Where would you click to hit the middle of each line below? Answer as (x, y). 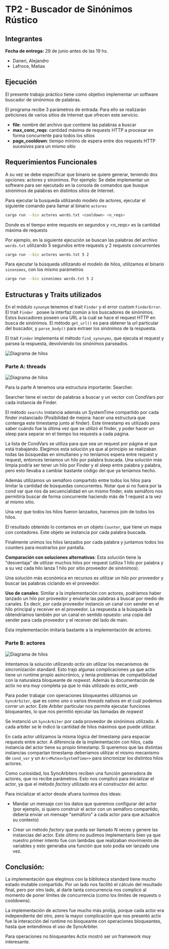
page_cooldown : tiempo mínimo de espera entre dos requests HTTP (84, 141)
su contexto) (26, 820)
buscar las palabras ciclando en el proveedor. (52, 583)
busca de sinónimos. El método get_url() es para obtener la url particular (82, 323)
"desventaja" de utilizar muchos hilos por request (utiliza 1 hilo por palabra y (84, 563)
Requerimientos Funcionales (51, 162)
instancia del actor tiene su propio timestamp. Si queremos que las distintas (84, 747)
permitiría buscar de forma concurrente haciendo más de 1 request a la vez (83, 497)
